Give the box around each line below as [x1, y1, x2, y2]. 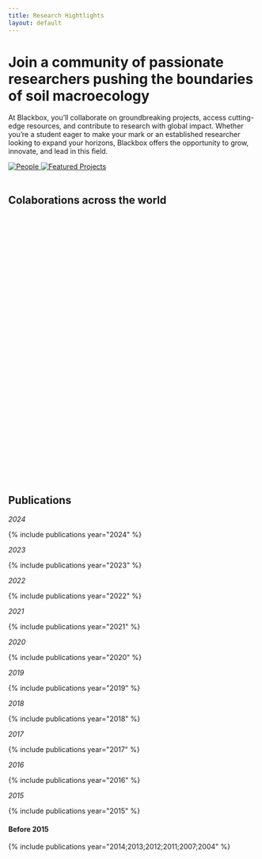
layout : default [8, 19, 62, 27]
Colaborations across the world [8, 193, 167, 207]
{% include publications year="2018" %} [8, 714, 141, 723]
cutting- [228, 113, 255, 123]
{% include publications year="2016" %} [8, 776, 141, 785]
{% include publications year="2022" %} [8, 591, 142, 601]
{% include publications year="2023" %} [8, 560, 142, 571]
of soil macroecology [8, 86, 150, 105]
